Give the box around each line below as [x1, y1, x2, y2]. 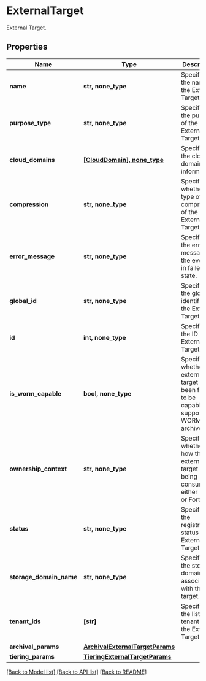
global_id [9, 296, 37, 305]
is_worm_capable [9, 389, 62, 398]
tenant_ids [9, 617, 41, 626]
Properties [6, 42, 48, 52]
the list [180, 609, 200, 618]
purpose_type [9, 118, 51, 127]
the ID [180, 329, 198, 338]
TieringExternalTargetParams [83, 652, 172, 661]
